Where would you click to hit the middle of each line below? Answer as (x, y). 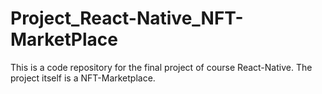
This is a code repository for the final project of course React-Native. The (161, 67)
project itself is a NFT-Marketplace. (83, 78)
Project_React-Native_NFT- (127, 18)
